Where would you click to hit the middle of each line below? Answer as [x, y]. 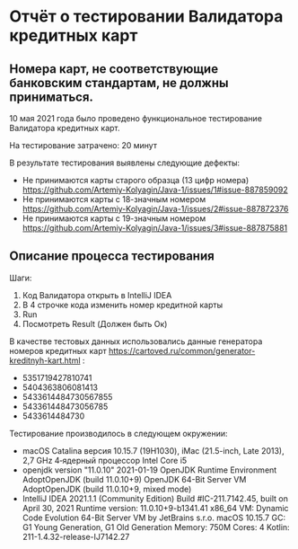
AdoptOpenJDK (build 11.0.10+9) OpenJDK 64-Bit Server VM [134, 479]
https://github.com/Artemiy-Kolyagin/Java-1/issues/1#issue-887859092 [155, 190]
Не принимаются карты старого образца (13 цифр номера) [136, 180]
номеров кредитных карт [58, 350]
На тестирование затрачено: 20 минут [83, 145]
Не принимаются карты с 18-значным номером [114, 199]
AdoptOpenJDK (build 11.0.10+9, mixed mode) [107, 489]
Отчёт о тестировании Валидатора [146, 17]
